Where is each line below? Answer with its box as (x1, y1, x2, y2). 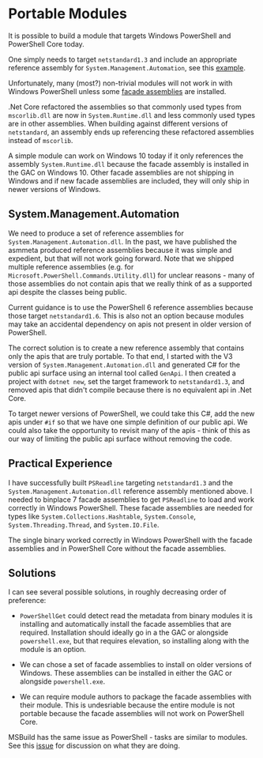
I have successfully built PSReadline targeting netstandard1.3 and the (8, 477, 233, 487)
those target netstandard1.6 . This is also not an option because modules (8, 311, 245, 320)
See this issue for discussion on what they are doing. (8, 741, 180, 751)
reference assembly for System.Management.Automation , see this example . (8, 62, 246, 72)
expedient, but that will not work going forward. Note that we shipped (8, 254, 235, 263)
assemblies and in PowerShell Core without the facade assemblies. (8, 543, 227, 553)
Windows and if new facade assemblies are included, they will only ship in (8, 175, 250, 186)
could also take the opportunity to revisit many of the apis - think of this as (8, 425, 250, 435)
